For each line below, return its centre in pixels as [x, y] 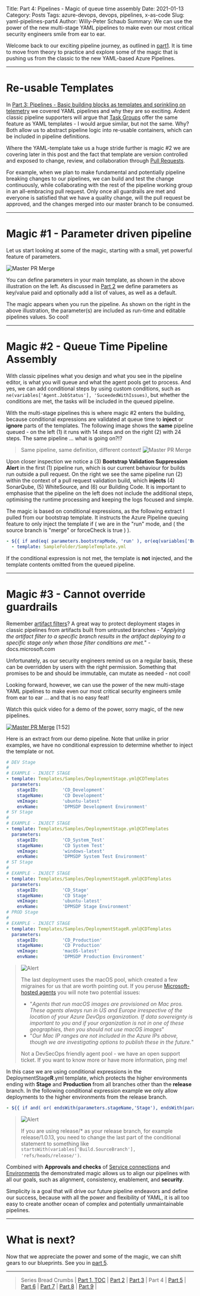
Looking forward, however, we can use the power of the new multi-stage [95, 684]
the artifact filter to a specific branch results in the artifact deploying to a [96, 636]
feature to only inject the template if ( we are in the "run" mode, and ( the [95, 524]
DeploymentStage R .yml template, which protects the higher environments [97, 1078]
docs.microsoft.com [31, 649]
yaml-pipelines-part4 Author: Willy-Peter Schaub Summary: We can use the [99, 21]
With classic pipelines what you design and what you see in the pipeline [94, 375]
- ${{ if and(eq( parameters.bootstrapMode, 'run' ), [74, 541]
